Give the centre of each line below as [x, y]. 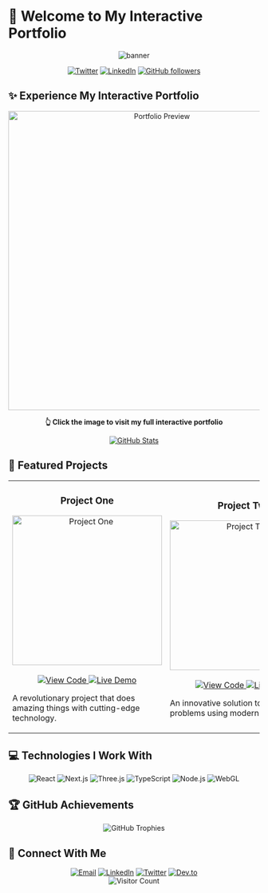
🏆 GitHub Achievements [71, 805]
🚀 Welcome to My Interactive [106, 16]
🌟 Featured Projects [58, 466]
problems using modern [215, 713]
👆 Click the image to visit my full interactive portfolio [134, 421]
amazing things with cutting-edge [76, 708]
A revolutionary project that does [74, 698]
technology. [35, 718]
